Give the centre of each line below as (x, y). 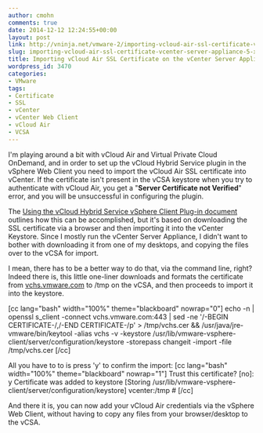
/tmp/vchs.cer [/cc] (40, 350)
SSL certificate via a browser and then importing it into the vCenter (116, 227)
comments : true (33, 23)
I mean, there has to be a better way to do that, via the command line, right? (130, 268)
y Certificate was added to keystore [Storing (79, 382)
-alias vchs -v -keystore (112, 333)
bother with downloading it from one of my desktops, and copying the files (128, 245)
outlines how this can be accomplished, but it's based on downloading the (128, 220)
